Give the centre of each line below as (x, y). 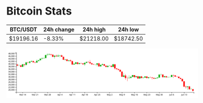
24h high (94, 30)
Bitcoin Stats (39, 11)
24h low (128, 30)
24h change (59, 30)
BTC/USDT (24, 30)
